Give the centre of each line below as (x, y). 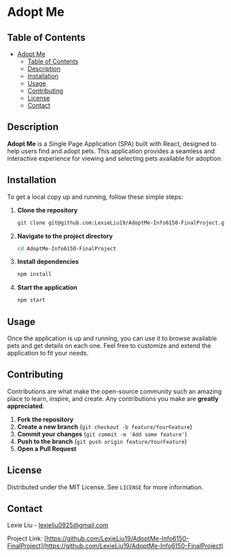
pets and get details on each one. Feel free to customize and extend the (109, 345)
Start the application (47, 288)
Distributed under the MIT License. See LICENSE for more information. (105, 487)
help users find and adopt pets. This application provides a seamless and (111, 151)
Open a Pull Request (47, 449)
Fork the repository (45, 419)
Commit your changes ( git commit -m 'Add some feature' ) (102, 434)
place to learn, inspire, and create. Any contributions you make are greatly (113, 398)
